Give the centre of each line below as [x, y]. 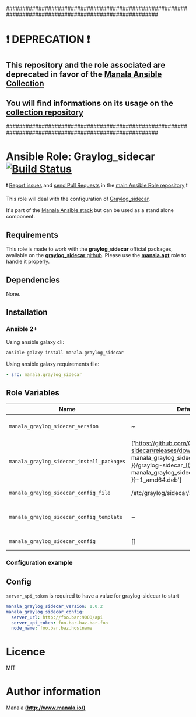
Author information [53, 692]
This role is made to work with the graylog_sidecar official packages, [90, 249]
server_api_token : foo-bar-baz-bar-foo [60, 623]
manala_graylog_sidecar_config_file [60, 493]
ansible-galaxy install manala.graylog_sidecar [65, 353]
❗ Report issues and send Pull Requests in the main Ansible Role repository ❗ [97, 185]
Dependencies [33, 280]
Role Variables [33, 393]
